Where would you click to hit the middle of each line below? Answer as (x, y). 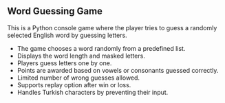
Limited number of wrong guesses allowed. (78, 78)
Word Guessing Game (55, 11)
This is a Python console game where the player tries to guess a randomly (112, 27)
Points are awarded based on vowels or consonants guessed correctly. (118, 70)
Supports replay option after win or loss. (74, 84)
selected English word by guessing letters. (67, 35)
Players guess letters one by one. (64, 63)
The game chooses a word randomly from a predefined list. (101, 48)
